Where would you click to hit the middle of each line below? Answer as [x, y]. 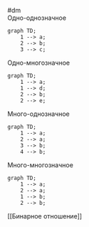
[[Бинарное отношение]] [45, 216]
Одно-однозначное [37, 18]
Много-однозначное [38, 114]
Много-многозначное [40, 165]
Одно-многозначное [38, 63]
